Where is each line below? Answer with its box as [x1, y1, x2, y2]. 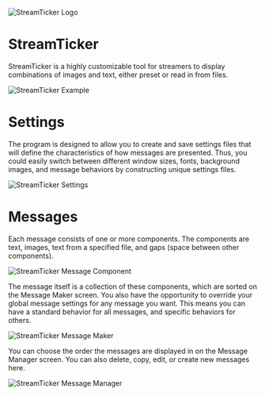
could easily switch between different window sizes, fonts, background [8, 156, 240, 166]
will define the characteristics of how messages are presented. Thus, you [8, 148, 248, 157]
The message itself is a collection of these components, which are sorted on [8, 282, 258, 291]
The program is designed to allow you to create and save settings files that [8, 139, 252, 148]
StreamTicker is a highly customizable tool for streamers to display [8, 61, 225, 71]
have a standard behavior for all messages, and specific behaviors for [8, 306, 236, 317]
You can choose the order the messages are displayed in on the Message [8, 346, 248, 356]
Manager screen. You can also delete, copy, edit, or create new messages [8, 354, 250, 364]
